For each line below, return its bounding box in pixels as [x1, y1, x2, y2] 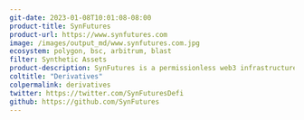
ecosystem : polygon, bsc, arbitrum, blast [9, 47, 172, 56]
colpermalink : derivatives [9, 80, 111, 89]
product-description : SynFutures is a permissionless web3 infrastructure [9, 64, 298, 73]
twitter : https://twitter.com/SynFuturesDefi [9, 88, 184, 97]
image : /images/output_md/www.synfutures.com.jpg [9, 38, 201, 48]
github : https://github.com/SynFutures [9, 97, 160, 106]
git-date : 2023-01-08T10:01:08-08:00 [9, 13, 152, 23]
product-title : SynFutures [9, 22, 111, 31]
